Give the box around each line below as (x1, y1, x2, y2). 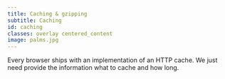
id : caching (7, 23, 43, 30)
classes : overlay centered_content (7, 30, 113, 37)
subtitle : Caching (7, 17, 62, 24)
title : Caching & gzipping (7, 10, 88, 18)
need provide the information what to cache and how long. (7, 63, 179, 72)
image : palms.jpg (7, 37, 59, 44)
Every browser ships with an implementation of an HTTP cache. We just (7, 56, 218, 64)
